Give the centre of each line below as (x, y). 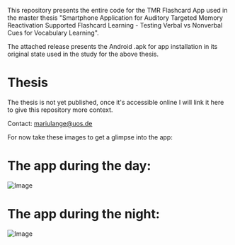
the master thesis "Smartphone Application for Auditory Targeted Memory (115, 18)
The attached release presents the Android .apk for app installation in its (113, 46)
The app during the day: (79, 166)
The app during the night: (84, 214)
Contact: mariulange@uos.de (50, 123)
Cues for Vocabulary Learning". (53, 33)
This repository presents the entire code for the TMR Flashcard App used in (117, 10)
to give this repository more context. (60, 110)
